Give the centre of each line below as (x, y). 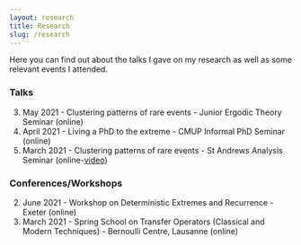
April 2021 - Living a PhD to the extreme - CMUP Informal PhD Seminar (154, 131)
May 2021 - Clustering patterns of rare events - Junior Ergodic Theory (152, 112)
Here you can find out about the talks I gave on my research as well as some (150, 60)
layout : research (42, 17)
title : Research (40, 26)
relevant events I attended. (58, 69)
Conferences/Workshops (66, 183)
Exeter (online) (49, 212)
